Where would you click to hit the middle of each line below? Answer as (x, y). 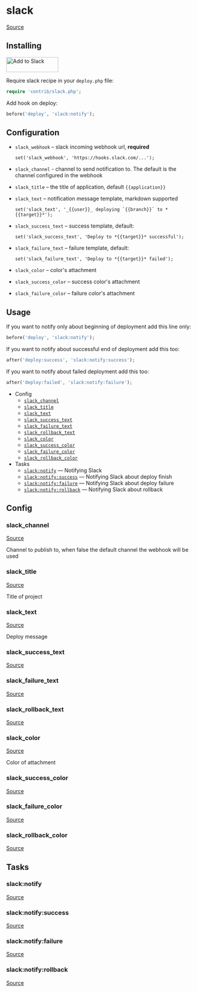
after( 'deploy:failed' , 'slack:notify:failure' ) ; (69, 382)
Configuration (33, 132)
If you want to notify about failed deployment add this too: (78, 371)
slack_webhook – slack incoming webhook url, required (82, 147)
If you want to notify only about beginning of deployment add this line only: (99, 326)
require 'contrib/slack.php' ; (44, 91)
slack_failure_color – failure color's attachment (75, 294)
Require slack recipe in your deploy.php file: (60, 80)
